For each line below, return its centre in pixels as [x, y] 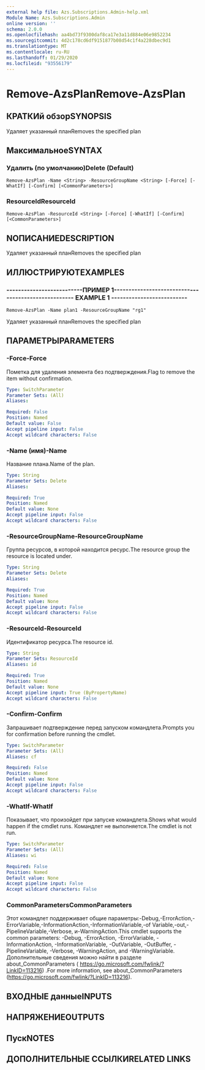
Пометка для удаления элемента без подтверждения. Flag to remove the [101, 371]
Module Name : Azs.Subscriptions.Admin [56, 18]
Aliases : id [21, 665]
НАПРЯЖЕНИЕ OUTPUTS [56, 1018]
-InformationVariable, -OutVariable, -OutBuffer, [113, 944]
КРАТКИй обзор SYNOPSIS [59, 116]
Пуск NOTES [30, 1038]
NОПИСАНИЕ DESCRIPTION [60, 238]
